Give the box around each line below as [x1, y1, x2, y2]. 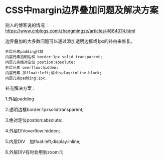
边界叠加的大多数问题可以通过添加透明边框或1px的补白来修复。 [5, 38, 135, 44]
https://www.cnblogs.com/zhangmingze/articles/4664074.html [5, 28, 135, 34]
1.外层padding [5, 96, 34, 102]
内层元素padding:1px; [5, 76, 48, 81]
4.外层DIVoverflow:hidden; [5, 127, 60, 133]
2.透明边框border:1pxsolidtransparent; [5, 106, 84, 112]
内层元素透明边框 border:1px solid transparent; [5, 54, 103, 59]
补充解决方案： [5, 85, 36, 91]
